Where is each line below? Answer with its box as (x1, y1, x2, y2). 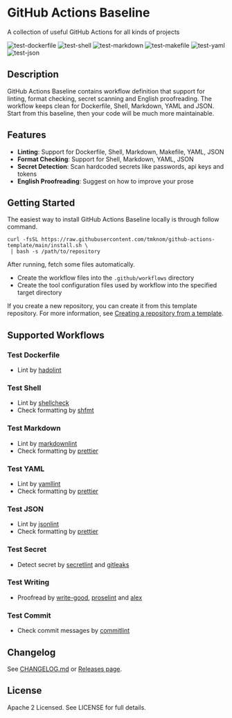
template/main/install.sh (7, 242, 82, 249)
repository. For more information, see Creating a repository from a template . (7, 309, 224, 318)
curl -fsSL (7, 236, 39, 243)
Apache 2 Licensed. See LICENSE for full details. (7, 703, 147, 711)
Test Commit (7, 611, 51, 620)
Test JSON (7, 504, 44, 514)
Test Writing (7, 577, 50, 587)
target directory (17, 289, 62, 297)
